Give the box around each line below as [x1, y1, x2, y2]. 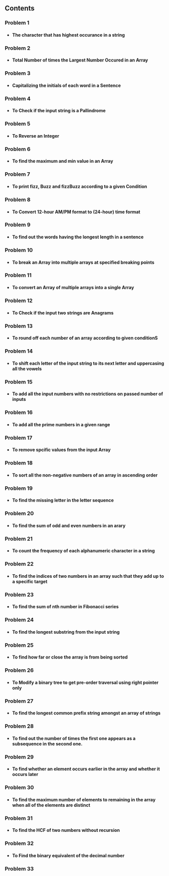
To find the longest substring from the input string [12, 629, 120, 635]
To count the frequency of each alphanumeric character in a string [12, 548, 155, 554]
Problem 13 [5, 322, 33, 329]
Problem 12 [5, 297, 33, 304]
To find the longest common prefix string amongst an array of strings [12, 710, 161, 716]
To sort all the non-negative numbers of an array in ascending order [12, 472, 158, 478]
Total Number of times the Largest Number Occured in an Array [12, 57, 148, 63]
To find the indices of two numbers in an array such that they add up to [12, 573, 164, 579]
